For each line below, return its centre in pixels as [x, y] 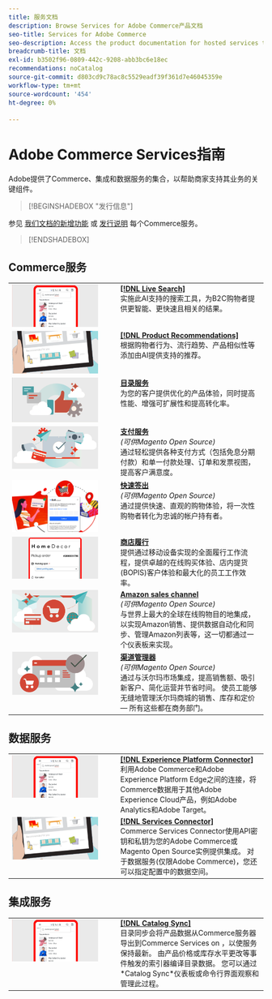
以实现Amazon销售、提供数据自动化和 [183, 624]
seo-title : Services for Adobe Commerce [78, 34]
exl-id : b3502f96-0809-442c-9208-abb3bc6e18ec [88, 60]
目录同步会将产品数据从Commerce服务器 [188, 933]
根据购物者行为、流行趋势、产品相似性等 [187, 345]
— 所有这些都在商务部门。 [164, 708]
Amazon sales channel [159, 594]
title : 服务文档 [33, 17]
